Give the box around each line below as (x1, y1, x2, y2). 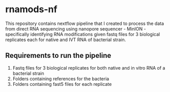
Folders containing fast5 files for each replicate (12, 81, 112, 87)
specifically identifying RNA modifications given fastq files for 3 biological (5, 31, 160, 37)
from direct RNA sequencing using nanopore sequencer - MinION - (5, 25, 146, 32)
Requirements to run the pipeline (5, 51, 111, 60)
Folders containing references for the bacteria (12, 75, 109, 82)
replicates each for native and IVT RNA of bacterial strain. (5, 37, 126, 43)
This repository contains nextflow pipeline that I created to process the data (5, 20, 164, 26)
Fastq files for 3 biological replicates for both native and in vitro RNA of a (12, 65, 165, 71)
